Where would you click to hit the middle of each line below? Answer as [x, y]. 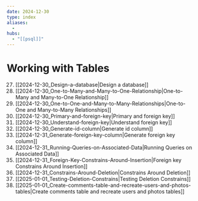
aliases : [17, 22]
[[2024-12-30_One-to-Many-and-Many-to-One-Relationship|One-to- [99, 91]
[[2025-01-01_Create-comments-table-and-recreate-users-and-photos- [103, 185]
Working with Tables [58, 68]
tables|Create [32, 191]
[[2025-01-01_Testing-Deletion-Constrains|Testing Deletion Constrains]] [103, 179]
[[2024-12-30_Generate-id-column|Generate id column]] [84, 128]
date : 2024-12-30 [28, 12]
